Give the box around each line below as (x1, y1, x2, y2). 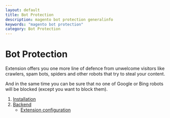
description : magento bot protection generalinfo (5, 17, 114, 22)
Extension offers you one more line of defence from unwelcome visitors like (5, 65, 165, 72)
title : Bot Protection (5, 12, 54, 17)
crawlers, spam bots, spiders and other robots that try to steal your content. (5, 71, 165, 77)
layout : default (5, 7, 40, 13)
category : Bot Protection (5, 27, 60, 32)
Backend (12, 102, 32, 108)
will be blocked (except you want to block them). (5, 86, 108, 92)
